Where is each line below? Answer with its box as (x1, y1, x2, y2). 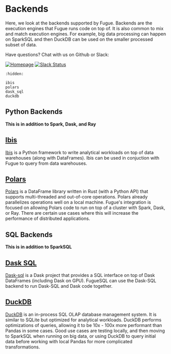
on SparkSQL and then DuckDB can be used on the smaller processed (5, 36, 153, 42)
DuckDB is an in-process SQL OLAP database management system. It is (5, 311, 157, 317)
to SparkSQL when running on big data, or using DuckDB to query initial (5, 333, 156, 339)
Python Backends (5, 108, 63, 116)
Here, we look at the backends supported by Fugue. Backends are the (5, 20, 153, 26)
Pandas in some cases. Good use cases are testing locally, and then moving (5, 327, 165, 334)
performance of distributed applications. (5, 215, 90, 222)
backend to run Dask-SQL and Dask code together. (5, 283, 113, 289)
